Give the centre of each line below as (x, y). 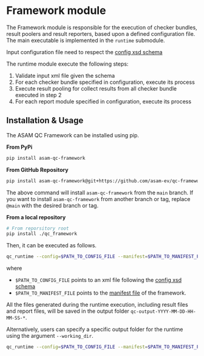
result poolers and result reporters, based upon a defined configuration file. (101, 33)
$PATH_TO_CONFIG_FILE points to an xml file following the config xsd (98, 280)
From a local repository (36, 217)
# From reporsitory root (38, 228)
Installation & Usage (45, 121)
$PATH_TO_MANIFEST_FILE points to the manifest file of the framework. (100, 293)
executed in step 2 (38, 95)
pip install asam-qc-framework (46, 158)
